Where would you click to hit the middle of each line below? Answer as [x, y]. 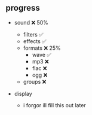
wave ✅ [42, 55]
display [23, 93]
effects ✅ [35, 41]
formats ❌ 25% [42, 48]
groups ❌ [35, 81]
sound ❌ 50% [31, 22]
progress [23, 8]
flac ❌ [39, 68]
